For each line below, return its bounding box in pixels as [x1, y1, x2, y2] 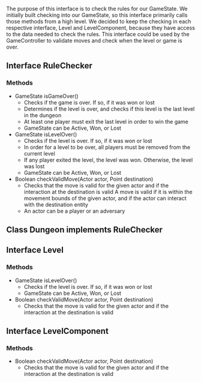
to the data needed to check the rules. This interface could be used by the [6, 31, 190, 38]
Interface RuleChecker [6, 61, 93, 71]
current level [23, 150, 55, 157]
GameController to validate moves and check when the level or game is [6, 37, 182, 44]
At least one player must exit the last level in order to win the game [23, 118, 189, 125]
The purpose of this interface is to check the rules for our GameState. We [6, 5, 188, 12]
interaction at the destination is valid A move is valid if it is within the [23, 188, 193, 195]
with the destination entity [23, 201, 89, 208]
